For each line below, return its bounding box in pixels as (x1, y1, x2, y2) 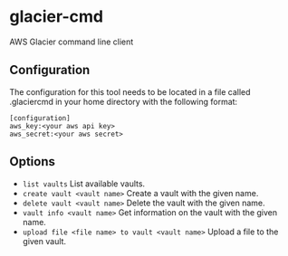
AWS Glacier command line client (9, 36, 134, 47)
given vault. (22, 235, 66, 246)
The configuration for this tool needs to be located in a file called (9, 86, 251, 97)
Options (9, 154, 56, 169)
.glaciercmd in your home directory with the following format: (9, 96, 238, 107)
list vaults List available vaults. (22, 178, 146, 189)
